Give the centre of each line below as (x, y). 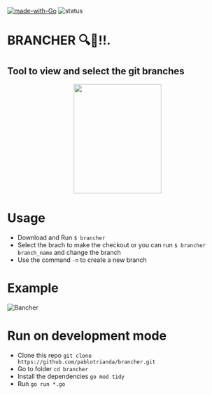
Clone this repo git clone (55, 355)
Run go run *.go (41, 383)
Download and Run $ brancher (61, 237)
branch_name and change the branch (69, 252)
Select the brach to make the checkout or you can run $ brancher (112, 244)
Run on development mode (87, 336)
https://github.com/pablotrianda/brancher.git (86, 362)
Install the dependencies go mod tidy (71, 376)
